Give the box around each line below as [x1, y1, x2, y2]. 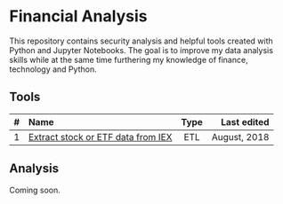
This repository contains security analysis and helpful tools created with [9, 35, 273, 46]
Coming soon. [9, 184, 61, 195]
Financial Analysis [9, 6, 148, 27]
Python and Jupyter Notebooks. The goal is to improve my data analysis [9, 44, 274, 55]
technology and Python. [9, 64, 97, 75]
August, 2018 [211, 130, 270, 143]
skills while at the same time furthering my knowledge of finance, [9, 54, 248, 65]
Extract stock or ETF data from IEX [28, 130, 173, 143]
